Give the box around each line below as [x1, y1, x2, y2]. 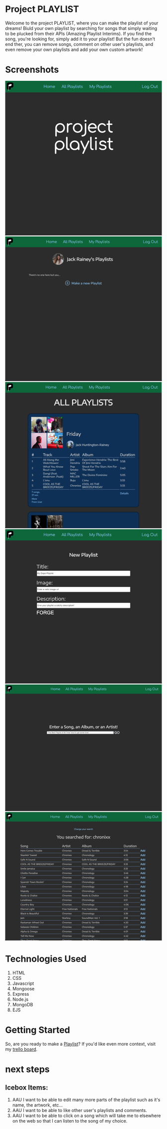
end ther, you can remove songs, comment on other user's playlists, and [5, 41, 153, 47]
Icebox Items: [5, 1084, 48, 1092]
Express [12, 991, 29, 997]
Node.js [12, 996, 29, 1002]
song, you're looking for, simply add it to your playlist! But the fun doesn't [5, 36, 156, 42]
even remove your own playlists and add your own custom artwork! [5, 46, 143, 52]
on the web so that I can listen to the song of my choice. [12, 1118, 128, 1124]
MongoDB [12, 1001, 33, 1007]
